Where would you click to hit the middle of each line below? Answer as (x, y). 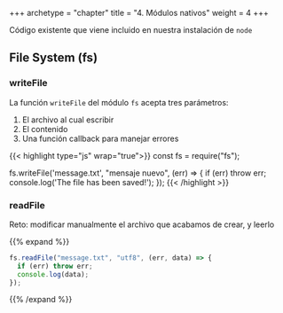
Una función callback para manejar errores (100, 138)
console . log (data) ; (53, 274)
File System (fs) (54, 58)
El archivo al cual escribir (68, 120)
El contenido (45, 129)
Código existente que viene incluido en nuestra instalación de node (131, 30)
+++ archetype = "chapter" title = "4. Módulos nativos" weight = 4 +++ (139, 13)
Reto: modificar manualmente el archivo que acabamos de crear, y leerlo (142, 224)
